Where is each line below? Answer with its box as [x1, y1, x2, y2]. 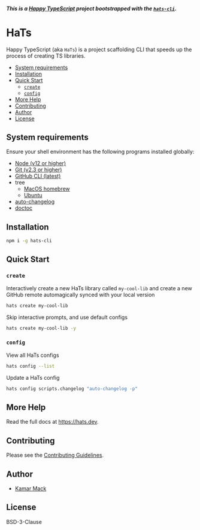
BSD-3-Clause [6, 518, 42, 525]
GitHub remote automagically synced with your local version [6, 291, 155, 298]
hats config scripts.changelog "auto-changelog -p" [6, 385, 138, 392]
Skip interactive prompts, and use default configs [6, 313, 128, 321]
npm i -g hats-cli [6, 238, 52, 244]
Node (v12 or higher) [14, 160, 66, 167]
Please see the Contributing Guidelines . [6, 451, 104, 459]
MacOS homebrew [23, 185, 70, 192]
